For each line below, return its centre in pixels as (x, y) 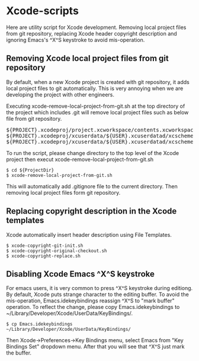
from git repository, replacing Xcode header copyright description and (92, 33)
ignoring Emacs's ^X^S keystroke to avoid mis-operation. (76, 40)
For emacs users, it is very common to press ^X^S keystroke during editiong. (99, 288)
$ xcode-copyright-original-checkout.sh (57, 251)
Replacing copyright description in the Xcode (92, 211)
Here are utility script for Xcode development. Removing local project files (96, 27)
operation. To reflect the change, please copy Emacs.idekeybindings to (93, 307)
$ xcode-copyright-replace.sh (44, 256)
